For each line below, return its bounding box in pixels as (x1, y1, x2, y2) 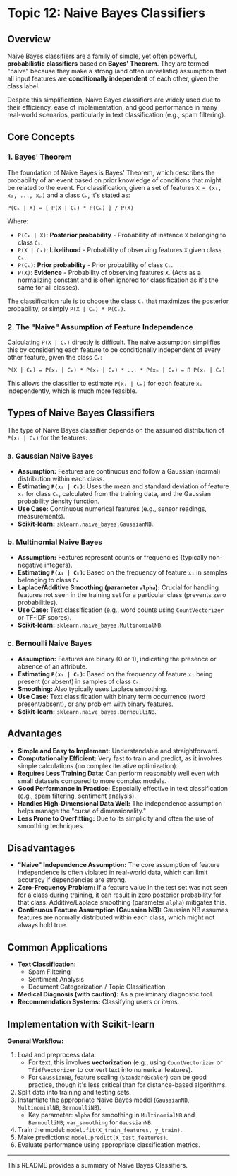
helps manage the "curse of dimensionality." (17, 806, 147, 815)
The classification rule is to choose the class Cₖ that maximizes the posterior (7, 297, 229, 305)
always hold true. (17, 921, 68, 929)
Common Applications (7, 941, 108, 953)
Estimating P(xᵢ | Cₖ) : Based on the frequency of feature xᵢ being (17, 669, 213, 678)
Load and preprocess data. (17, 1050, 97, 1059)
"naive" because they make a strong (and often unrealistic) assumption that (7, 67, 227, 75)
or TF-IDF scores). (17, 613, 72, 622)
